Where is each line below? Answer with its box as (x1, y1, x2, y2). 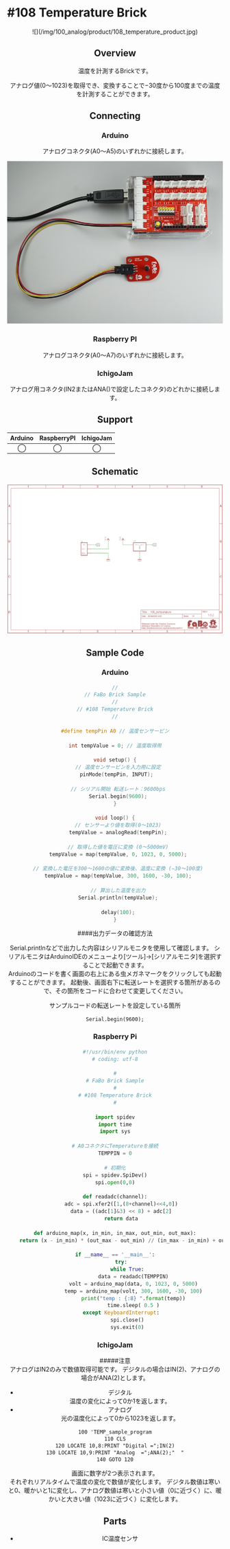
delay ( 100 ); (101, 909, 136, 915)
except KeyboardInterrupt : (82, 1309, 159, 1317)
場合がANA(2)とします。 (81, 1374, 149, 1382)
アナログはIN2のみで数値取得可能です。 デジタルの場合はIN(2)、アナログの (10, 1366, 220, 1374)
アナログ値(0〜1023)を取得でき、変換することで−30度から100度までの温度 (10, 81, 220, 89)
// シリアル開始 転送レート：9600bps (71, 785, 166, 792)
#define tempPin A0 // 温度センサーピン (60, 727, 170, 735)
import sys (99, 1128, 131, 1135)
